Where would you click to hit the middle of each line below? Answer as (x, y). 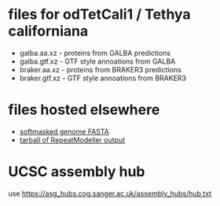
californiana (48, 31)
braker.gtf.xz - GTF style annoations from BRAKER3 (103, 78)
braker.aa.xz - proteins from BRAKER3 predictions (101, 69)
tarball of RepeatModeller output (72, 140)
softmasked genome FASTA (64, 131)
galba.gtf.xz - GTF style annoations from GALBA (97, 61)
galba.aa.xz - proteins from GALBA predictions (95, 53)
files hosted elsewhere (84, 110)
